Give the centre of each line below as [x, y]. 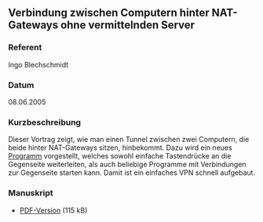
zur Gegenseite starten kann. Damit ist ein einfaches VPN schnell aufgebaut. [132, 173]
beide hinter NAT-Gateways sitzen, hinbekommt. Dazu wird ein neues [121, 147]
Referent [25, 48]
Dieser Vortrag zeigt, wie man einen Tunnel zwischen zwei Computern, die [129, 140]
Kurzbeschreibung [44, 122]
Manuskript [31, 193]
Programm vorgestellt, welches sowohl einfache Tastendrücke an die [120, 156]
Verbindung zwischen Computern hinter [109, 13]
